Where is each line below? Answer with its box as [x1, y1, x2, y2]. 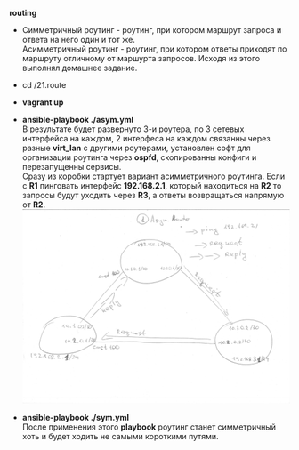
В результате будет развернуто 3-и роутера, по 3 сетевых [21, 124, 245, 134]
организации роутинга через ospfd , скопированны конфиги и [21, 152, 257, 163]
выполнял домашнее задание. [21, 62, 138, 73]
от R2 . [21, 199, 46, 210]
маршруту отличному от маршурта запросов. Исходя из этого [21, 53, 261, 63]
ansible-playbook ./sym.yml [21, 412, 130, 422]
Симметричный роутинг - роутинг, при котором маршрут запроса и [21, 25, 282, 35]
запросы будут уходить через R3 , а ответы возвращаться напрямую [21, 190, 285, 200]
